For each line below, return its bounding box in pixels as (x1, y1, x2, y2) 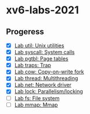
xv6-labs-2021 (6, 3, 80, 17)
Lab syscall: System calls (14, 49, 75, 56)
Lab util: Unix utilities (14, 42, 64, 49)
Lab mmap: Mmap (14, 101, 58, 108)
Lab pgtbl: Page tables (14, 55, 69, 62)
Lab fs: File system (14, 94, 60, 102)
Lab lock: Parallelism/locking (14, 88, 83, 95)
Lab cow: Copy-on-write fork (14, 68, 84, 76)
